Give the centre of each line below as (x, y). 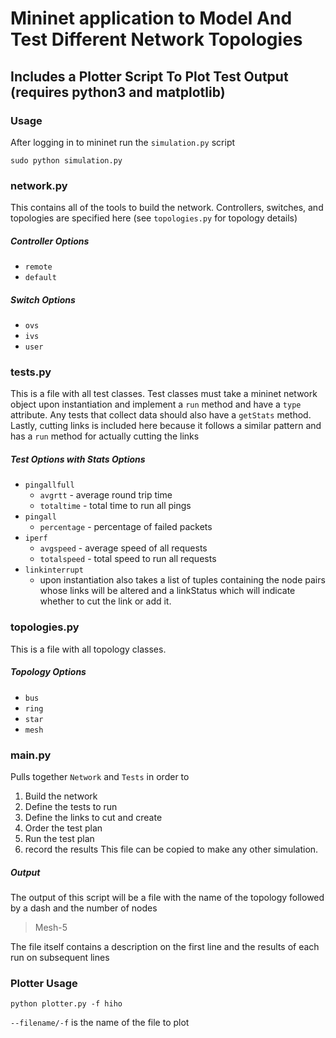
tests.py (31, 372)
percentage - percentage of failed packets (126, 527)
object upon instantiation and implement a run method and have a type (156, 404)
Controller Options (50, 241)
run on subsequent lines (60, 957)
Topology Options (48, 672)
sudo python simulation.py (66, 160)
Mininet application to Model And (151, 18)
